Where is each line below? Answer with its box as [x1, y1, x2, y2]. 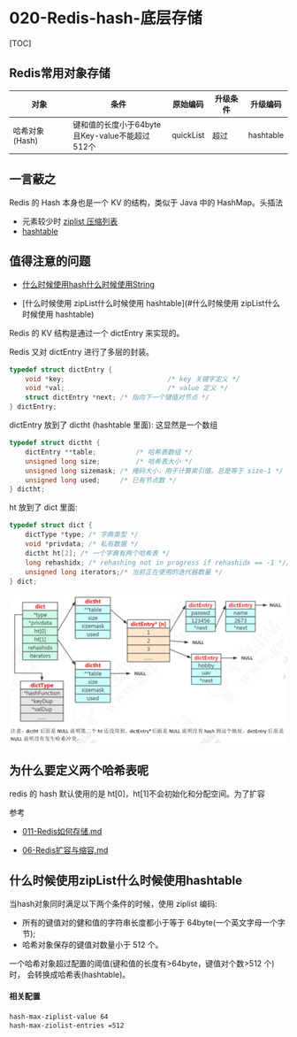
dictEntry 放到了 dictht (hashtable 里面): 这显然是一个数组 [9, 419, 218, 430]
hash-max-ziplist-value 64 [9, 1012, 109, 1021]
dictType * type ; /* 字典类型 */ [25, 530, 139, 540]
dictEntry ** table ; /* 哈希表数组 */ [25, 448, 193, 457]
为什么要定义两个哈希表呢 [9, 763, 148, 779]
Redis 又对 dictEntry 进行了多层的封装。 [9, 346, 155, 357]
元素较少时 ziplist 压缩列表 [21, 216, 118, 227]
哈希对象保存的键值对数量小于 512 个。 [21, 939, 164, 949]
